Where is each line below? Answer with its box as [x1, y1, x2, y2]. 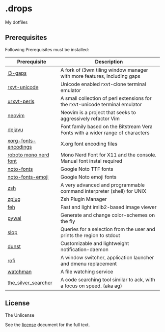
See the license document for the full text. [5, 322, 90, 328]
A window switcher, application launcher [60, 254, 154, 261]
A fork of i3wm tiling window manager [60, 66, 148, 73]
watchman [7, 268, 32, 275]
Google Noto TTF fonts [60, 165, 113, 172]
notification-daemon [60, 246, 109, 253]
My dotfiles [5, 19, 28, 25]
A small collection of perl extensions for [60, 94, 152, 101]
